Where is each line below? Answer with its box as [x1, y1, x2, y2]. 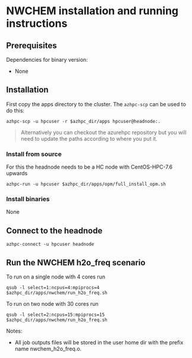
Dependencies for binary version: [6, 56, 88, 63]
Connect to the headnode [6, 226, 103, 236]
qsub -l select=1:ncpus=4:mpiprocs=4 [6, 285, 100, 291]
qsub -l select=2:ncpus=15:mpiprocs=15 [6, 312, 105, 318]
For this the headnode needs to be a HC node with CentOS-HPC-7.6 [6, 163, 173, 170]
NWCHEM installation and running [6, 4, 179, 18]
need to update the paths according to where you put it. [20, 135, 158, 142]
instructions [6, 17, 68, 30]
